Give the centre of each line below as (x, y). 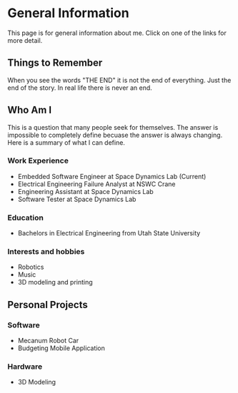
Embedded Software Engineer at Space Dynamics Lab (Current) (112, 176)
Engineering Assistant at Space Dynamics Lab (85, 191)
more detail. (25, 40)
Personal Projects (48, 305)
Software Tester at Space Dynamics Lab (77, 199)
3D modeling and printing (55, 282)
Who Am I (30, 110)
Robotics (31, 267)
